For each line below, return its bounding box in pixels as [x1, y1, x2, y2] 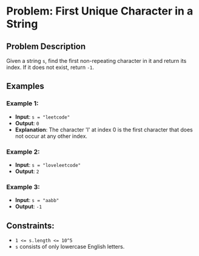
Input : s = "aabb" [15, 197, 59, 204]
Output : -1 [15, 203, 42, 210]
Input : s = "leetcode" [15, 113, 70, 120]
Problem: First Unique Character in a [6, 4, 194, 18]
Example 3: [6, 183, 41, 191]
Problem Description [6, 41, 86, 51]
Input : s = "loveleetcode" [15, 161, 81, 168]
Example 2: [6, 147, 40, 156]
